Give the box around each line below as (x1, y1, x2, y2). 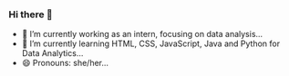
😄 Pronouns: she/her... (21, 58, 109, 69)
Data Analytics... (21, 48, 84, 59)
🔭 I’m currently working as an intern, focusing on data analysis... (21, 29, 263, 40)
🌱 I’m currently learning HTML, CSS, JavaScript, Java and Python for (21, 38, 280, 49)
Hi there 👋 (8, 8, 54, 21)
